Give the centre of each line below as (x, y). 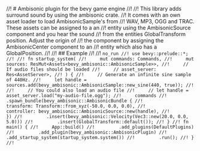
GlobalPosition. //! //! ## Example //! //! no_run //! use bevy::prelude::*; (97, 53)
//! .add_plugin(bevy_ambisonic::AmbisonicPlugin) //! (87, 132)
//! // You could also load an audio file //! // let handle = (97, 90)
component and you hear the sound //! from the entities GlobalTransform (96, 34)
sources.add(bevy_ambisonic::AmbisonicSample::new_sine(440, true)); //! (100, 85)
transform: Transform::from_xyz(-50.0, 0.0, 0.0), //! (76, 106)
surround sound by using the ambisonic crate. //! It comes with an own (93, 15)
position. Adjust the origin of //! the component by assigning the (85, 40)
